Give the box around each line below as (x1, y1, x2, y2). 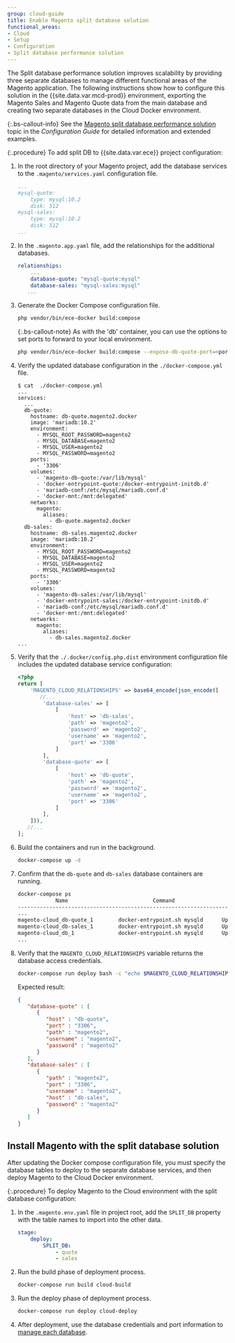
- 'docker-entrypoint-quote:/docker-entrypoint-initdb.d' (36, 480, 210, 487)
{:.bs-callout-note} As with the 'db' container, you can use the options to (17, 327, 227, 336)
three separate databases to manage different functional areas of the (7, 76, 207, 84)
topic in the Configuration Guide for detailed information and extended (7, 127, 211, 136)
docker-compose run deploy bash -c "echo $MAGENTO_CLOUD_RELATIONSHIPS (17, 970, 231, 977)
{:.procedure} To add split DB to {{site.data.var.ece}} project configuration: (7, 148, 223, 157)
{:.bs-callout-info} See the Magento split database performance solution (7, 119, 216, 128)
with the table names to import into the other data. (17, 1215, 163, 1224)
